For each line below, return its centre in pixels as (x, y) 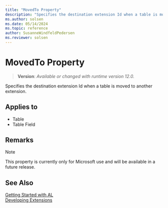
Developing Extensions (29, 200)
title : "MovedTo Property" (33, 10)
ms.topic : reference (27, 28)
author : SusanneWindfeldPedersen (40, 33)
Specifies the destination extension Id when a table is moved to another (79, 86)
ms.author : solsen (24, 19)
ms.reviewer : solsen (27, 38)
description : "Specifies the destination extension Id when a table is (81, 14)
